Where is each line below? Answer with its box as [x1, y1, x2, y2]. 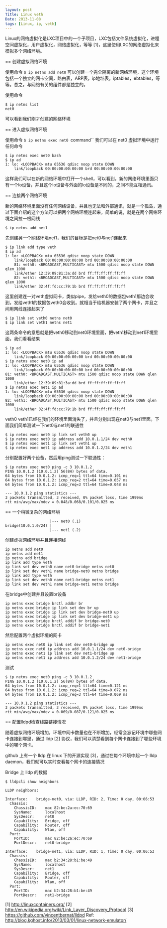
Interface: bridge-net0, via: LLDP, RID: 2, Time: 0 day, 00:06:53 [5, 797, 155, 802]
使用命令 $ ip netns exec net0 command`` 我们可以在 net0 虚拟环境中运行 [5, 137, 159, 143]
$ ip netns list [5, 102, 39, 107]
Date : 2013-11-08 [5, 16, 41, 21]
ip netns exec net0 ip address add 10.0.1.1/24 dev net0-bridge [5, 646, 141, 652]
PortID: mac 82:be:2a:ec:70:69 [14, 836, 92, 841]
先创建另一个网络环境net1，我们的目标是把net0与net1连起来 [5, 235, 127, 241]
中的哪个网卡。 [5, 742, 36, 748]
